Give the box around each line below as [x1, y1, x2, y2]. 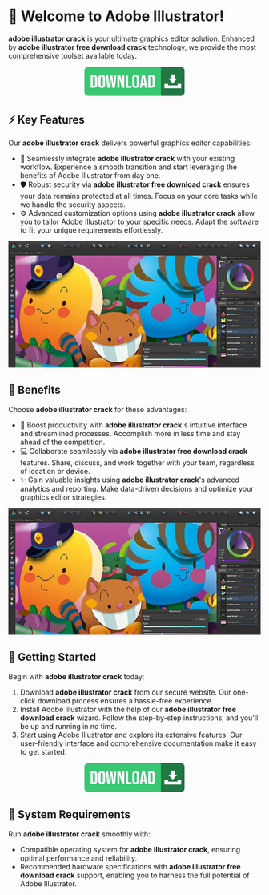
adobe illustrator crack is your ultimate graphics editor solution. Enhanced [8, 34, 255, 43]
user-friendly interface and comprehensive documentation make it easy [19, 738, 257, 748]
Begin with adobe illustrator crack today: [8, 671, 145, 681]
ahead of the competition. [19, 437, 106, 447]
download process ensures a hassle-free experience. [37, 695, 214, 705]
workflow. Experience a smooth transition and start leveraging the [19, 162, 238, 172]
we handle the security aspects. [19, 200, 126, 209]
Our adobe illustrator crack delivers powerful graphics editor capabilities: [8, 138, 252, 148]
